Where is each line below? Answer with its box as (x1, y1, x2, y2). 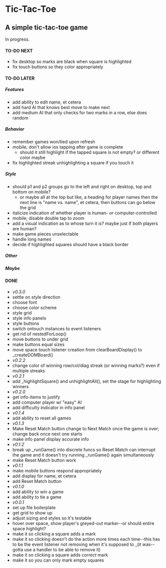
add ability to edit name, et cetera (12, 99, 81, 105)
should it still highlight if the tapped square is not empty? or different (19, 149, 160, 155)
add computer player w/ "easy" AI (12, 399, 82, 405)
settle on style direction (12, 294, 61, 300)
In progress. (5, 36, 30, 42)
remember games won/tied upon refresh (12, 139, 96, 145)
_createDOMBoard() (12, 352, 54, 358)
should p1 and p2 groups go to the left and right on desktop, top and (12, 183, 152, 189)
